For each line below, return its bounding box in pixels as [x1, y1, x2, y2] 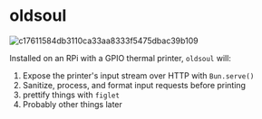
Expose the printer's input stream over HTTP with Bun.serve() [22, 69, 255, 81]
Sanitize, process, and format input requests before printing [22, 79, 247, 90]
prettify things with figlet [22, 89, 121, 100]
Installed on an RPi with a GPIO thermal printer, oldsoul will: [9, 52, 231, 63]
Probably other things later [22, 98, 122, 109]
